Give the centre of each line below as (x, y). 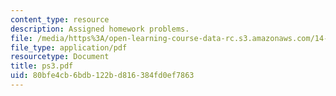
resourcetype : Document (60, 57)
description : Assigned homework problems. (100, 29)
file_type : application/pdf (69, 47)
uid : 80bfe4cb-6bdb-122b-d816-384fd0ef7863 (102, 76)
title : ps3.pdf (42, 66)
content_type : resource (60, 19)
